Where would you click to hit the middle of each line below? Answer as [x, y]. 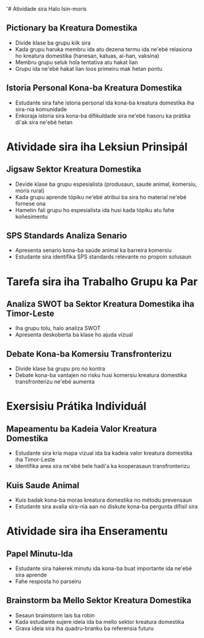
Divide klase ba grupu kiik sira [53, 43]
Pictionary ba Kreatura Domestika [72, 28]
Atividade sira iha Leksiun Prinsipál [97, 147]
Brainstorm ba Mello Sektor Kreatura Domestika [99, 600]
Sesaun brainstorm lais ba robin [55, 615]
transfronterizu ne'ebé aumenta [55, 382]
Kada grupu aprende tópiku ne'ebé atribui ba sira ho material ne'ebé [101, 197]
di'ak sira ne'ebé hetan [44, 122]
